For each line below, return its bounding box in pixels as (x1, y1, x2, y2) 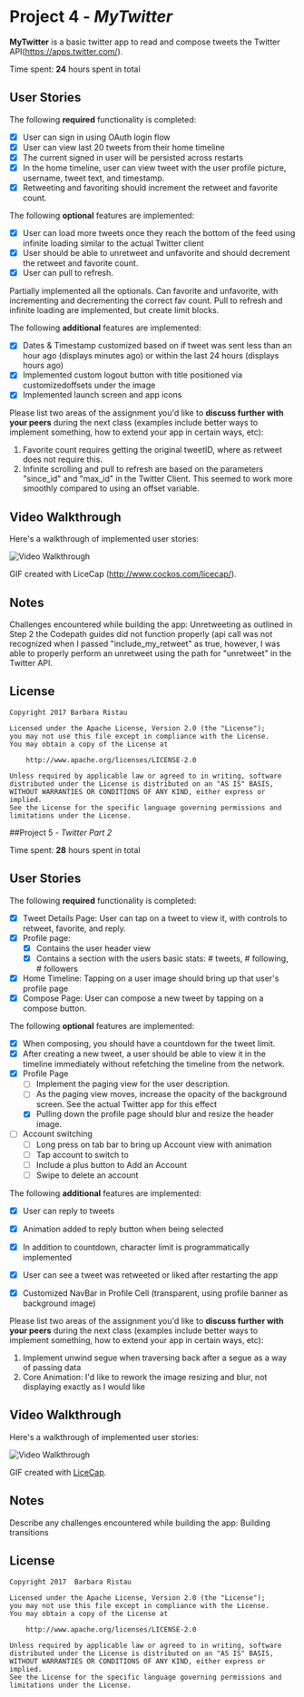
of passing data (22, 1362, 82, 1373)
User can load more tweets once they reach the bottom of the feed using (22, 228, 296, 239)
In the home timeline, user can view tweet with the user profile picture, (22, 162, 287, 173)
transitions (9, 1526, 49, 1537)
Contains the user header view (35, 942, 152, 954)
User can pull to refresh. (22, 268, 113, 279)
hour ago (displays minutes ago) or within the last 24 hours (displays (22, 350, 279, 361)
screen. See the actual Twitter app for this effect (35, 1099, 218, 1110)
